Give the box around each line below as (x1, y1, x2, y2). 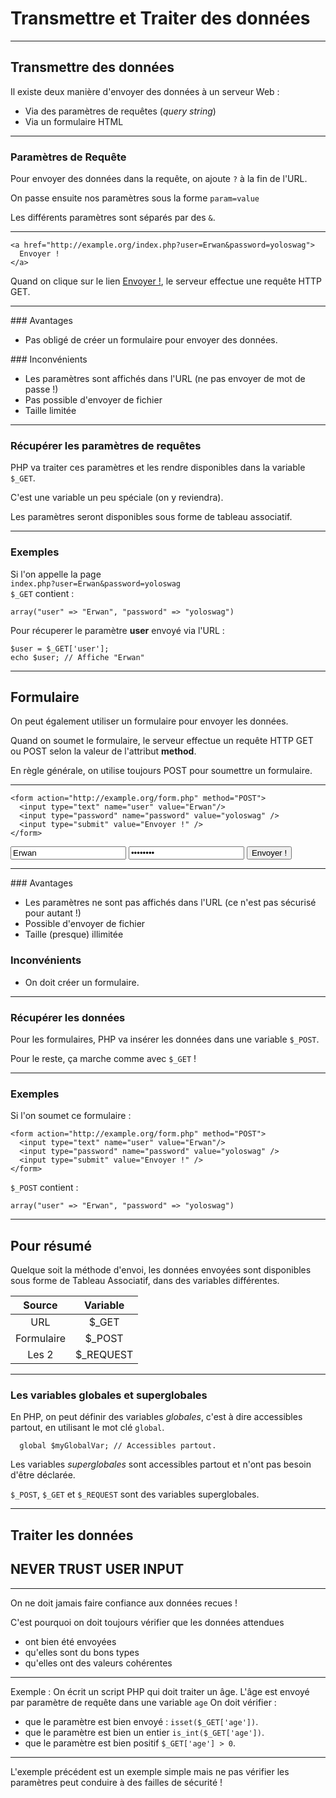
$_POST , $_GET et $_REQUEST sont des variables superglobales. (10, 1488, 260, 1501)
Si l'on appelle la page (10, 568, 102, 580)
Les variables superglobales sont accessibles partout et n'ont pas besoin (10, 1458, 312, 1471)
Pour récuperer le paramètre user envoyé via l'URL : (10, 624, 225, 636)
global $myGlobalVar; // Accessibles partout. (19, 1441, 217, 1451)
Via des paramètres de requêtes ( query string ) (24, 105, 217, 117)
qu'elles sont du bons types (24, 1646, 140, 1658)
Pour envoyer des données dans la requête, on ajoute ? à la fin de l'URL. (10, 173, 308, 185)
